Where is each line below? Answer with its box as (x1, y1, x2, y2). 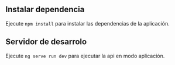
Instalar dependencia (5, 5, 85, 15)
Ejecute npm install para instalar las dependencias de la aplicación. (5, 20, 170, 27)
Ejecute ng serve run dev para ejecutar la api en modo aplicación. (5, 52, 165, 59)
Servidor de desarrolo (5, 37, 87, 47)
